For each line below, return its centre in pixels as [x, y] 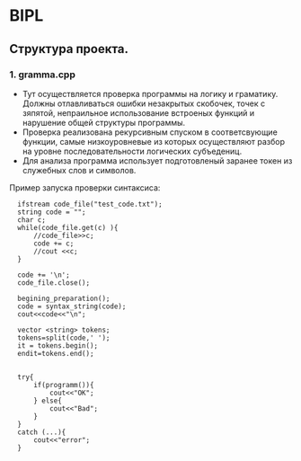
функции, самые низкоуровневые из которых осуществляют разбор [154, 141]
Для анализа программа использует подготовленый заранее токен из [157, 160]
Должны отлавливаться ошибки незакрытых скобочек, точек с [144, 103]
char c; [32, 220]
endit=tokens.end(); [56, 353]
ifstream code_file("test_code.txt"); [90, 204]
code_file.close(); [54, 283]
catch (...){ [42, 432]
